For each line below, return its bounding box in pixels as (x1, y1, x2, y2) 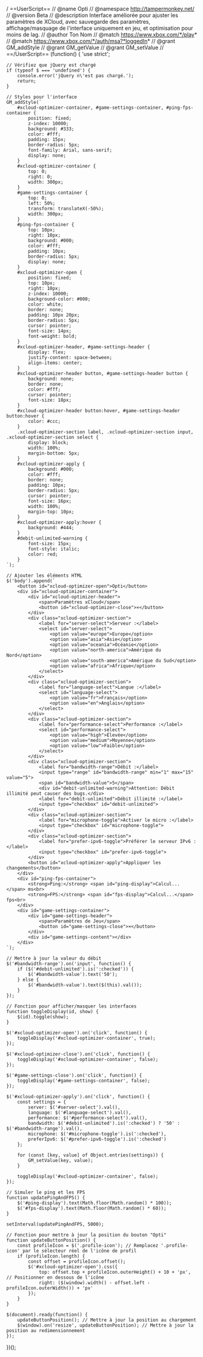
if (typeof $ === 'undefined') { (6, 67, 91, 74)
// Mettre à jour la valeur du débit (6, 955, 102, 961)
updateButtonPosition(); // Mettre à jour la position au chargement (17, 1317, 197, 1323)
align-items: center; (28, 360, 83, 366)
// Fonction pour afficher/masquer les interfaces (6, 1003, 137, 1009)
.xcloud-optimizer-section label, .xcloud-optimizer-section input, (17, 429, 194, 435)
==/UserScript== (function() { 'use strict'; (6, 50, 110, 57)
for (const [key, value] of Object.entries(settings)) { (17, 1152, 164, 1158)
